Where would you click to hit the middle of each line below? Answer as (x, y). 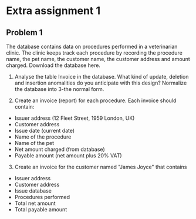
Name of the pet (34, 143)
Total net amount (35, 203)
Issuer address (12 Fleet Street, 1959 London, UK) (75, 118)
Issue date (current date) (45, 131)
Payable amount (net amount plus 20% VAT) (68, 156)
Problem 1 (24, 33)
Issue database (33, 191)
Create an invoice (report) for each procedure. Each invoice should (95, 100)
